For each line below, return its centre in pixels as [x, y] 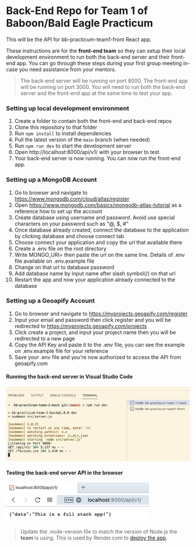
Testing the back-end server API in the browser [65, 473]
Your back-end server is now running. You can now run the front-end [97, 159]
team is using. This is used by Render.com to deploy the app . [94, 538]
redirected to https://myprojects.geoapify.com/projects [80, 326]
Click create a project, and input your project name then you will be [95, 332]
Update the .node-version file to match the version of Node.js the [99, 532]
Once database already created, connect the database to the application [101, 230]
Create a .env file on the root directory [60, 248]
